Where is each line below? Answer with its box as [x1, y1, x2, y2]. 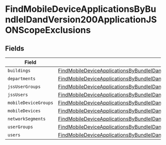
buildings [7, 68, 31, 73]
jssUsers [7, 92, 28, 97]
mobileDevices [7, 108, 41, 113]
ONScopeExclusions [5, 25, 91, 36]
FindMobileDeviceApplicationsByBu [5, 3, 157, 15]
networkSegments [7, 116, 46, 122]
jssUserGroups [7, 84, 41, 90]
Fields [5, 44, 25, 52]
